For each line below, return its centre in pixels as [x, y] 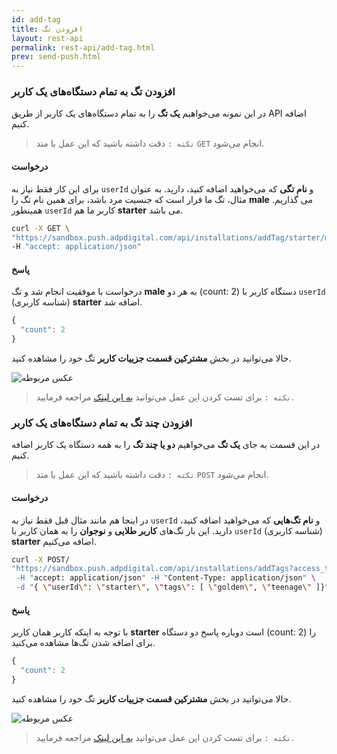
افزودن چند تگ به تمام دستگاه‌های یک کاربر [102, 423]
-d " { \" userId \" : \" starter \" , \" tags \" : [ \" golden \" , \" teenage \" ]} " [172, 587]
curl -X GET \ [41, 228]
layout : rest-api [47, 38]
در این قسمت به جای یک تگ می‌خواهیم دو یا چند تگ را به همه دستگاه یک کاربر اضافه [166, 445]
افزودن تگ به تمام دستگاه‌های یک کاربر [93, 92]
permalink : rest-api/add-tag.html [83, 47]
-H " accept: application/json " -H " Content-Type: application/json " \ [165, 578]
